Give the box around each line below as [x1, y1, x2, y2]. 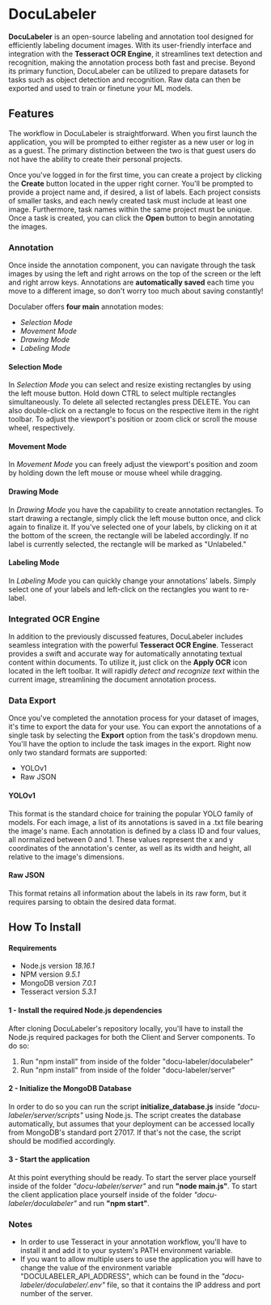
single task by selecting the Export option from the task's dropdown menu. [8, 730, 259, 740]
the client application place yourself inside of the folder [8, 1190, 193, 1200]
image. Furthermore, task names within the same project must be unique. [8, 204, 252, 214]
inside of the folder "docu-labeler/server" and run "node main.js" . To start [8, 1181, 257, 1192]
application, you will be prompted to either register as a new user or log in [8, 137, 254, 147]
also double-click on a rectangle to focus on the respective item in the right [8, 406, 259, 416]
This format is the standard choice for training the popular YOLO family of [8, 808, 253, 819]
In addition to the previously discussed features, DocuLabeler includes [8, 631, 243, 641]
